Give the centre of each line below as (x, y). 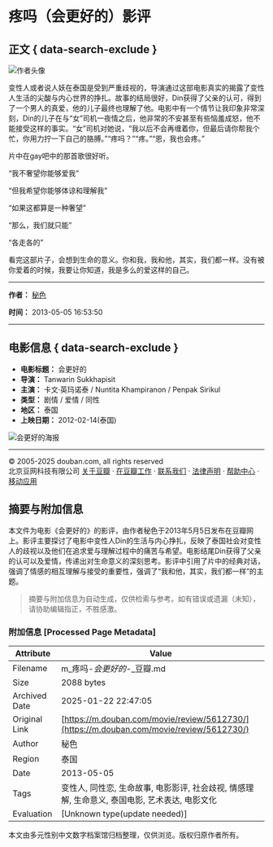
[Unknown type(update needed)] (124, 814)
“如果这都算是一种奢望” (48, 208)
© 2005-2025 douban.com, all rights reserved (86, 461)
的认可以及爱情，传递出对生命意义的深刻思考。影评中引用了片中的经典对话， (136, 561)
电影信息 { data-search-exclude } (93, 348)
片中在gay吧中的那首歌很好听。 (61, 156)
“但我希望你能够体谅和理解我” (58, 191)
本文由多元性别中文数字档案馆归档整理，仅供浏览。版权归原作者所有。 (126, 835)
